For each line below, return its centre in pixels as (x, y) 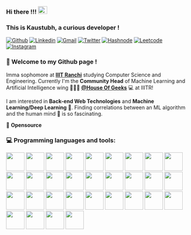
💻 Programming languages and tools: (61, 140)
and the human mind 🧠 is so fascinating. (54, 113)
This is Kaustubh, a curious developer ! (63, 28)
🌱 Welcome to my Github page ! (52, 62)
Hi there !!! (21, 12)
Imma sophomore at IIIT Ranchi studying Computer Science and (83, 75)
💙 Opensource (24, 125)
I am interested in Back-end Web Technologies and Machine (80, 101)
